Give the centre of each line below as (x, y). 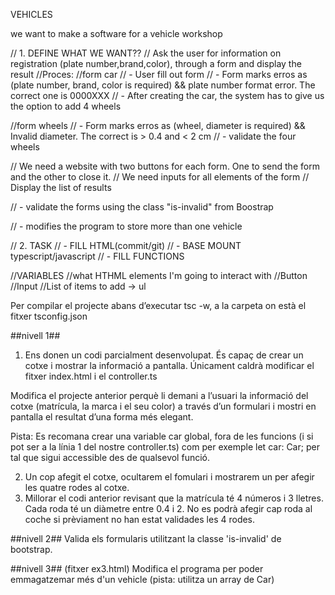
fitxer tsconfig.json (49, 316)
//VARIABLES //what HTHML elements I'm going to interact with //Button (159, 275)
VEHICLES (31, 14)
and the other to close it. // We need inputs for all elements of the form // (160, 177)
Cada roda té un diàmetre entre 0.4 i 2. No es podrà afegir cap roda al (168, 508)
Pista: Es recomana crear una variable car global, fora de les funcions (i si (162, 436)
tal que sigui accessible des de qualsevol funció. (110, 457)
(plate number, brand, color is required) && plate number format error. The (163, 85)
